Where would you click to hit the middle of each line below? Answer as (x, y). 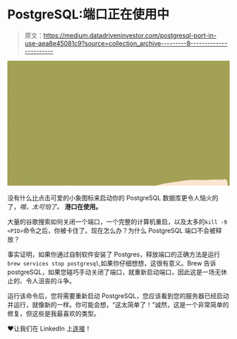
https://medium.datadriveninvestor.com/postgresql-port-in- (130, 35)
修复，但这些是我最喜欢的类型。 (54, 314)
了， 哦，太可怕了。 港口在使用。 (55, 207)
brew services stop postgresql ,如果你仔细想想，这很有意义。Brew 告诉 (112, 263)
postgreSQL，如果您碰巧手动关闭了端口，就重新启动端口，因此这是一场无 (114, 272)
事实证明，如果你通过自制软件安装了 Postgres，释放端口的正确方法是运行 (114, 254)
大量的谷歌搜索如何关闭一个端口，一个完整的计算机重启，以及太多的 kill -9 (117, 222)
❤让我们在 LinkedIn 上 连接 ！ (49, 328)
